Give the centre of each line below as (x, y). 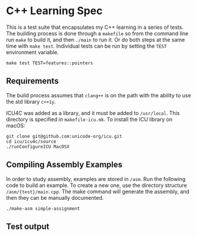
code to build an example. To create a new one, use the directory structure (96, 185)
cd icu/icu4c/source (31, 141)
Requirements (32, 81)
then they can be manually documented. (55, 197)
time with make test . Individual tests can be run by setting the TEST (86, 46)
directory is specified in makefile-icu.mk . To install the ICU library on (89, 119)
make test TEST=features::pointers (50, 63)
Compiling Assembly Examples (64, 165)
